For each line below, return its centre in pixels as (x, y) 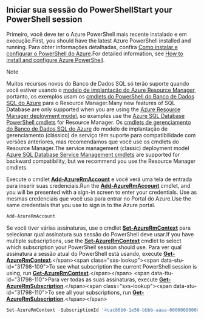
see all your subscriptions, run (93, 292)
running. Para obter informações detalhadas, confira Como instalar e (92, 47)
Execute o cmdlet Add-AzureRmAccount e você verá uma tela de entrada (99, 179)
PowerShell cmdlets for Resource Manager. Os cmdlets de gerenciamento (99, 122)
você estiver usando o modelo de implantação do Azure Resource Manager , (101, 90)
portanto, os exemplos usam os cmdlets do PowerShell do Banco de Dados (100, 96)
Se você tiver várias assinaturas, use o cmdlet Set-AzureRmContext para (99, 228)
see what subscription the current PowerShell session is (127, 266)
